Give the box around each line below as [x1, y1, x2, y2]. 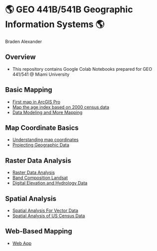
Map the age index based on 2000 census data [12, 104, 109, 110]
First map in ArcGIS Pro [12, 99, 61, 104]
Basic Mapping [5, 86, 53, 94]
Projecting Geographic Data [12, 142, 70, 148]
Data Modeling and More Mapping [12, 109, 83, 115]
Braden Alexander [5, 38, 42, 45]
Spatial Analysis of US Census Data [12, 213, 85, 218]
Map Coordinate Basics [5, 123, 79, 132]
